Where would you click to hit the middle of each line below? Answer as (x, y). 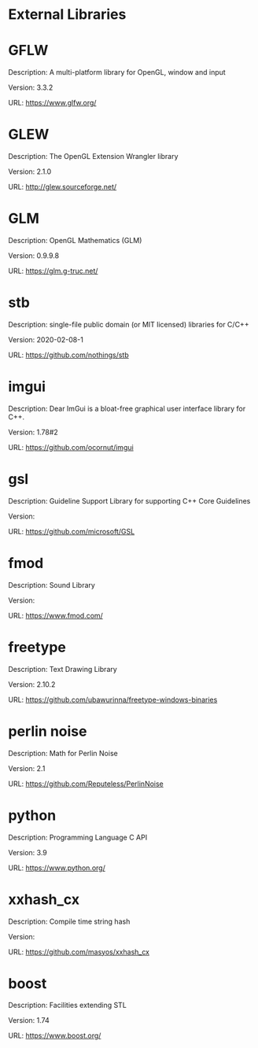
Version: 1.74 (29, 1020)
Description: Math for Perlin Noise (63, 753)
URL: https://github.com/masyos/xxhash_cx (79, 952)
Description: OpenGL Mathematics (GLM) (75, 240)
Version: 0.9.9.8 (34, 256)
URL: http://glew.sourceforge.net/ (63, 187)
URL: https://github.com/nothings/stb (69, 355)
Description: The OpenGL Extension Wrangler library (93, 157)
